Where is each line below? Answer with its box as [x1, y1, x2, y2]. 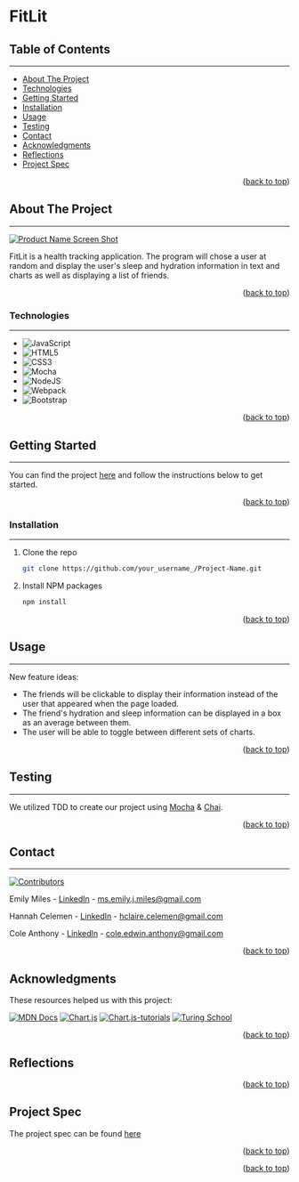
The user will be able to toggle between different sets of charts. [21, 726, 255, 737]
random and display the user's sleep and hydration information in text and [9, 260, 280, 271]
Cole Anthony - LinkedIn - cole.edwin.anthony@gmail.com [9, 928, 224, 939]
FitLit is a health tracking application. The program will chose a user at [9, 251, 267, 262]
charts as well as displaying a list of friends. [9, 270, 170, 280]
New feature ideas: [9, 671, 79, 682]
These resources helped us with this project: [9, 995, 173, 1006]
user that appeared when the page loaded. [21, 698, 180, 708]
